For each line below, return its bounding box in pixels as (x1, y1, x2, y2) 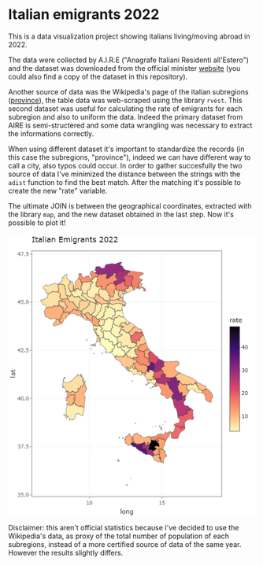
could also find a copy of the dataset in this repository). (8, 72, 188, 81)
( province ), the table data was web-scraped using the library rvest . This (8, 95, 243, 105)
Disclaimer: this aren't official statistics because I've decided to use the (8, 523, 239, 532)
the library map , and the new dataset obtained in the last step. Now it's (8, 209, 235, 219)
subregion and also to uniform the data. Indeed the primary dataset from (8, 112, 243, 121)
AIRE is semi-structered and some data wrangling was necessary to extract (8, 120, 253, 130)
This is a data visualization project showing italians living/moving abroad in (8, 31, 250, 41)
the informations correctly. (8, 128, 94, 138)
